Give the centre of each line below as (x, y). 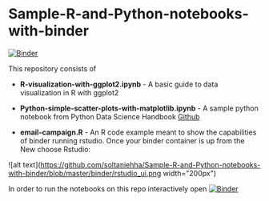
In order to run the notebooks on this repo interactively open (108, 188)
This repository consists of (52, 68)
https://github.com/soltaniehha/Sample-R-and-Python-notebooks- (151, 164)
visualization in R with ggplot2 (69, 92)
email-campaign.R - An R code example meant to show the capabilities (138, 132)
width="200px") (190, 173)
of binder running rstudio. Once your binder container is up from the (132, 140)
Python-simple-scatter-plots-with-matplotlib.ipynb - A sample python (139, 108)
